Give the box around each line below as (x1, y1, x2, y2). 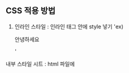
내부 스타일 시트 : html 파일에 (5, 60, 75, 68)
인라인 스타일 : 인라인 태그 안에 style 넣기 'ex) (14, 23, 124, 30)
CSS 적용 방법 (5, 5, 56, 16)
